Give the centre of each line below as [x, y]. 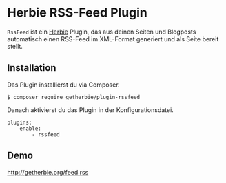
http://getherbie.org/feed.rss [48, 172]
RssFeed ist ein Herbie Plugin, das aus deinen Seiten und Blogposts [102, 32]
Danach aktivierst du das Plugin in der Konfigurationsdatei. [90, 110]
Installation [32, 68]
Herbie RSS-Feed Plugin [78, 13]
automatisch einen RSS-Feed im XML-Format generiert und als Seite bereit [113, 39]
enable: [30, 129]
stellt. [15, 46]
